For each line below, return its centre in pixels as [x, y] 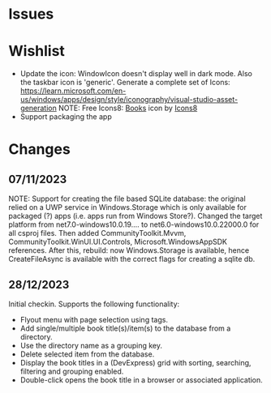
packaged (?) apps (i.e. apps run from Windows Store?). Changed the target [135, 216]
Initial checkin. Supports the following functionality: [94, 304]
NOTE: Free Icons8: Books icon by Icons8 [128, 108]
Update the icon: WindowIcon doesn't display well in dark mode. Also [136, 74]
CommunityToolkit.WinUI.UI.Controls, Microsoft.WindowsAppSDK [118, 242]
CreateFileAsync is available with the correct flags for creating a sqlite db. [132, 259]
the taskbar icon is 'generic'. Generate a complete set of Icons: [125, 83]
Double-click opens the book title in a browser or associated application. [142, 380]
